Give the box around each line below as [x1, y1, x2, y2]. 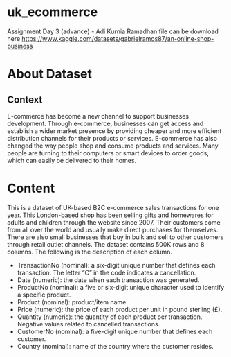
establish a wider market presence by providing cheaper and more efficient [7, 126, 222, 135]
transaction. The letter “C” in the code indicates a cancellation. [17, 268, 196, 277]
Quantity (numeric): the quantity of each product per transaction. [17, 313, 203, 321]
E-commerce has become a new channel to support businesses [7, 112, 189, 120]
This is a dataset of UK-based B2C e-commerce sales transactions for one [7, 203, 219, 211]
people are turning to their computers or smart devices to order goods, [7, 148, 209, 157]
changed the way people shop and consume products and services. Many [7, 141, 219, 150]
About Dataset [7, 67, 92, 82]
